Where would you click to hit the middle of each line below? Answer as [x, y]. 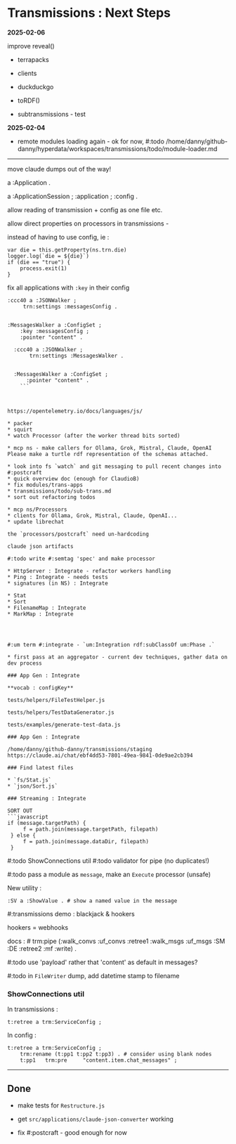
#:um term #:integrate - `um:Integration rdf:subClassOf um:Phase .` [111, 644]
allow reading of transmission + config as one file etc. [85, 209]
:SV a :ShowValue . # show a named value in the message [92, 901]
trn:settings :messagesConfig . [70, 306]
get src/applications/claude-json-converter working [96, 1119]
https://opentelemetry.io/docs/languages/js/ [75, 411]
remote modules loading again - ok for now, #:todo [91, 141]
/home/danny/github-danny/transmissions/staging [80, 749]
